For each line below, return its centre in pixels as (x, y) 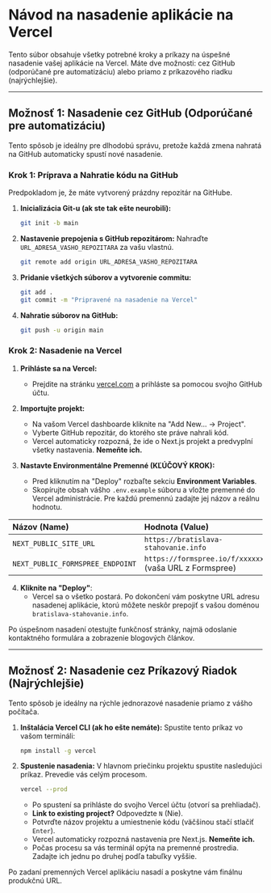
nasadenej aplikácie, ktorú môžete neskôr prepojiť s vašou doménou (146, 605)
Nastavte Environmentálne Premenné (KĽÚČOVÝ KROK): (117, 465)
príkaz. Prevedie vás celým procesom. (83, 775)
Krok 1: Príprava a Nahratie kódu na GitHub (94, 175)
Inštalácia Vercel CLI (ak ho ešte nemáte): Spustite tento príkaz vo (131, 727)
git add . (37, 292)
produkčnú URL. (35, 881)
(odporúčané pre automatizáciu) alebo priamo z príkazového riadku (120, 71)
